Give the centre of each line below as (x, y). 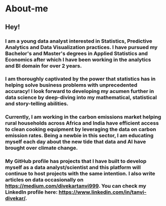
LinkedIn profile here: (31, 192)
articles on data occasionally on (44, 180)
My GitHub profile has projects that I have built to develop (76, 161)
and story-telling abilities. (37, 103)
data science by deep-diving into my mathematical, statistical (81, 98)
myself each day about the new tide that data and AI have (76, 142)
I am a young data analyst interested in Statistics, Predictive (79, 41)
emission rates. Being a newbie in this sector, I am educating (79, 136)
